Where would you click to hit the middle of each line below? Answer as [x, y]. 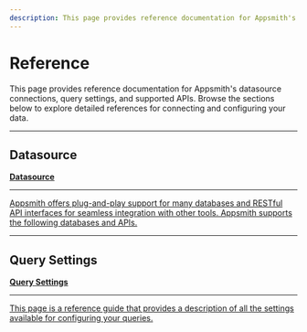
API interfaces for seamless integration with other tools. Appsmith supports [151, 213]
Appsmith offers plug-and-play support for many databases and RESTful [146, 203]
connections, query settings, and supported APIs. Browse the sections [142, 98]
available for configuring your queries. [81, 318]
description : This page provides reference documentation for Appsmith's [153, 18]
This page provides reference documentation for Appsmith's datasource [145, 89]
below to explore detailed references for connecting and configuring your [148, 108]
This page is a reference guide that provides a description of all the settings [152, 308]
